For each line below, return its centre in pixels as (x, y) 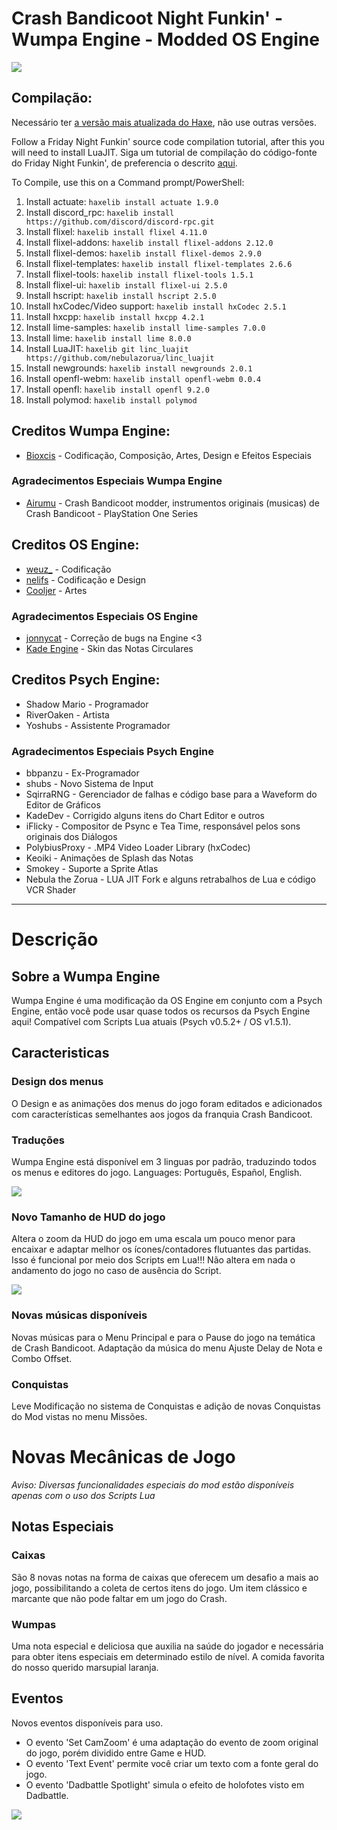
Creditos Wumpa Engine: (91, 431)
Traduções (38, 1140)
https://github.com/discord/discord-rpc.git (120, 222)
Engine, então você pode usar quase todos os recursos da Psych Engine (161, 1011)
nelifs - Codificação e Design (86, 579)
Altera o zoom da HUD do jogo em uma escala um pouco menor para (153, 1239)
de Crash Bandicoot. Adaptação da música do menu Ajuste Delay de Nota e (167, 1348)
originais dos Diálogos (71, 837)
